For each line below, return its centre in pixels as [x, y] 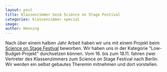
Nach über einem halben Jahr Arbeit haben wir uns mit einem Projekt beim [82, 43]
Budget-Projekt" [22, 54]
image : [12, 24]
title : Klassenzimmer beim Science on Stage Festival [63, 15]
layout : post [19, 10]
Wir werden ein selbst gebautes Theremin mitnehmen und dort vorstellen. [82, 64]
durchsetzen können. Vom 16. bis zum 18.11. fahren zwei [98, 54]
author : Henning [22, 29]
